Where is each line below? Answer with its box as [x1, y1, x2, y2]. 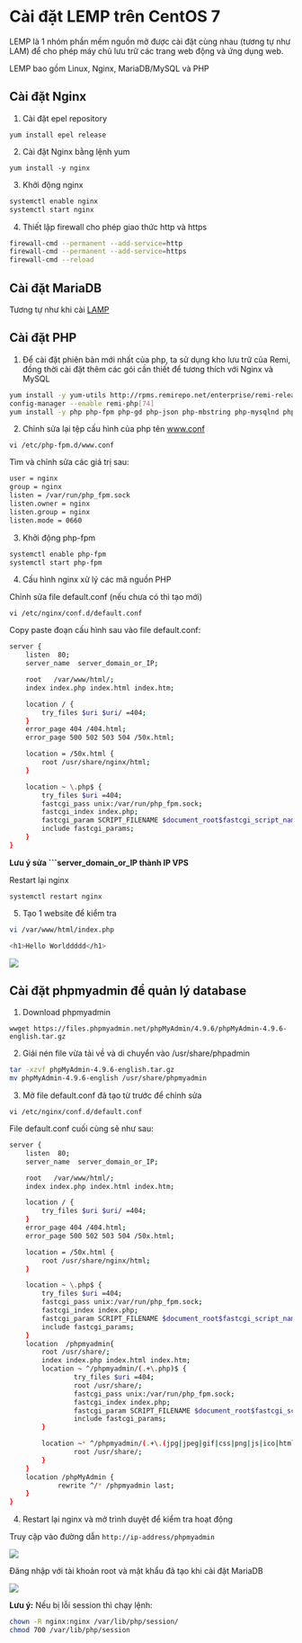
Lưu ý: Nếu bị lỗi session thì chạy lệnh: [9, 1600, 153, 1611]
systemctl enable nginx [9, 196, 99, 206]
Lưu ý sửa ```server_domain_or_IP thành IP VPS [9, 857, 189, 868]
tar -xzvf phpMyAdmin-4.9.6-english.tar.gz [9, 1066, 175, 1075]
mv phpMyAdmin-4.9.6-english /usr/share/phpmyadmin [9, 1074, 207, 1083]
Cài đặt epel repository [22, 112, 108, 123]
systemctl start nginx [9, 205, 94, 214]
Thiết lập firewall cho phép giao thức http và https [22, 221, 208, 232]
